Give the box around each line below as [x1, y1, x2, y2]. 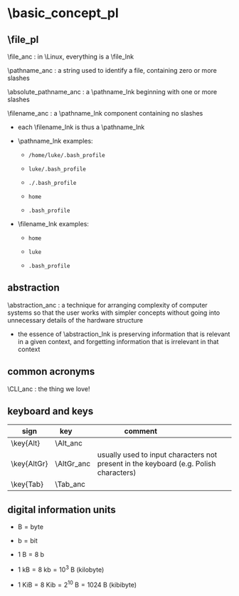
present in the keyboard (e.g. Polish [97, 459, 216, 469]
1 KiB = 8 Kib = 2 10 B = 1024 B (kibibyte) [17, 579, 137, 589]
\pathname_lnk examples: [17, 137, 94, 145]
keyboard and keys [7, 405, 94, 418]
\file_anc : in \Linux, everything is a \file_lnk [7, 52, 134, 61]
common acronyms [7, 365, 95, 378]
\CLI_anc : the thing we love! [7, 384, 90, 393]
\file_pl [7, 34, 39, 46]
